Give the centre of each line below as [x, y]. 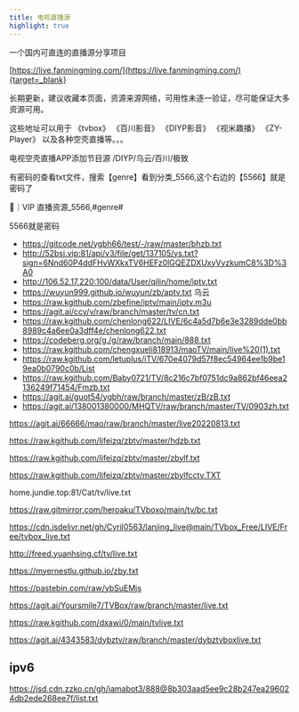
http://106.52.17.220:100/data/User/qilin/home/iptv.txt [120, 281]
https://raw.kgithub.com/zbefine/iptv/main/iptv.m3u [117, 302]
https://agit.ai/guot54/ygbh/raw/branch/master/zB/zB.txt [126, 396]
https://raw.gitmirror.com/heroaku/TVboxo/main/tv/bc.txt [113, 509]
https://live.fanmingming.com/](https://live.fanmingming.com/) [127, 70]
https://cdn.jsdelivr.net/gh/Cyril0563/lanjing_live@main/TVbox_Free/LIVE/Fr [148, 527]
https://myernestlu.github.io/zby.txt [74, 570]
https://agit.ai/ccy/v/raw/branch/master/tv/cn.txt [111, 311]
